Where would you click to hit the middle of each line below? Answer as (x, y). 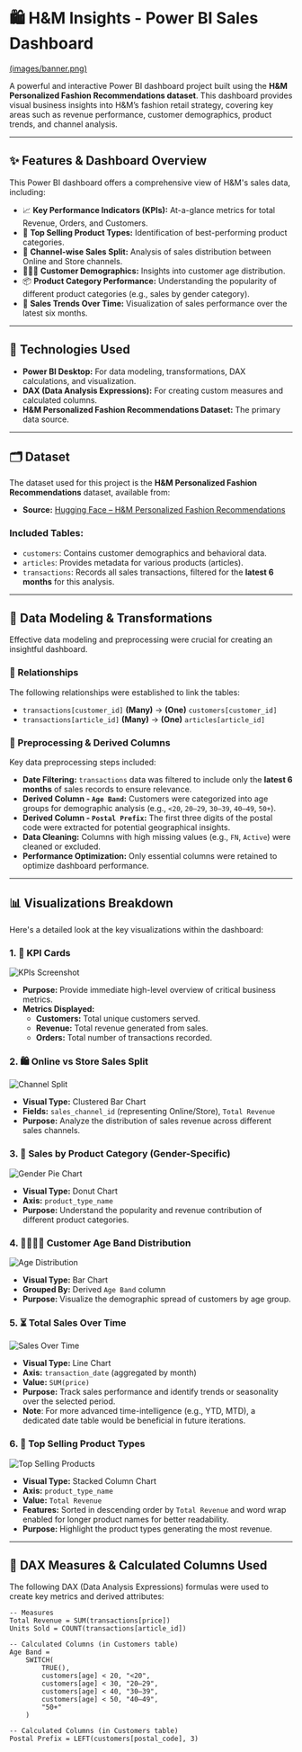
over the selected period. (69, 1401)
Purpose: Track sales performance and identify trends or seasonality (150, 1392)
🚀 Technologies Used (70, 349)
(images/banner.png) (49, 68)
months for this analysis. (68, 581)
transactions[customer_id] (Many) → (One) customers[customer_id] (150, 710)
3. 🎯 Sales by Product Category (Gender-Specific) (120, 1154)
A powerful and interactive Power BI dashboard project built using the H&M (148, 85)
